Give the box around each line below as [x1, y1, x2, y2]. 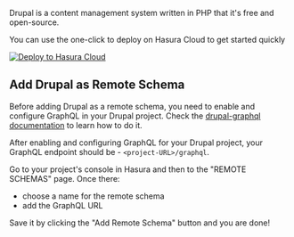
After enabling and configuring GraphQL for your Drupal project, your [9, 137, 263, 148]
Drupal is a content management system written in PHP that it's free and [9, 8, 274, 18]
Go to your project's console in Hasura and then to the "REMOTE [9, 164, 247, 175]
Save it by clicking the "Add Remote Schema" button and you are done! [9, 217, 271, 228]
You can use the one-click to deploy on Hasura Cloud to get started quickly [9, 35, 286, 45]
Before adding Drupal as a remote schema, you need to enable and [9, 101, 256, 111]
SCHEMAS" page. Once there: [9, 173, 120, 184]
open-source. [9, 17, 60, 28]
